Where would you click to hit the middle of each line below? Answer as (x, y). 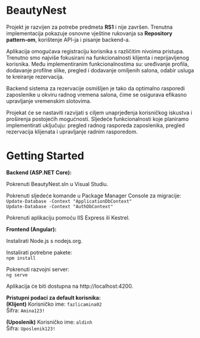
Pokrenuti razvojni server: (38, 269)
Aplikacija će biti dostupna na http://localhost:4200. (70, 286)
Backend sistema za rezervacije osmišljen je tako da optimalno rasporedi (96, 88)
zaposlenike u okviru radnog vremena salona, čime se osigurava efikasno (96, 95)
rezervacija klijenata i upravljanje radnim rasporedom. (72, 132)
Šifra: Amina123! (26, 310)
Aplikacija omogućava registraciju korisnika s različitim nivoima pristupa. (95, 51)
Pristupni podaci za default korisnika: (54, 297)
